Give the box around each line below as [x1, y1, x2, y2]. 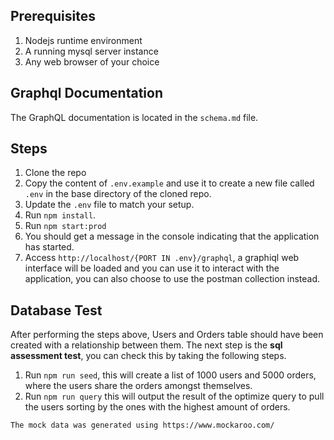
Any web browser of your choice [24, 55, 160, 68]
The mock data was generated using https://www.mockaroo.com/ [10, 420, 275, 431]
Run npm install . [24, 209, 97, 221]
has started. [24, 241, 75, 253]
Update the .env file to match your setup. [24, 199, 195, 211]
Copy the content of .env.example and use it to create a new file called [24, 177, 315, 189]
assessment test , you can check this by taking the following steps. [10, 350, 287, 362]
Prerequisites [10, 8, 96, 25]
